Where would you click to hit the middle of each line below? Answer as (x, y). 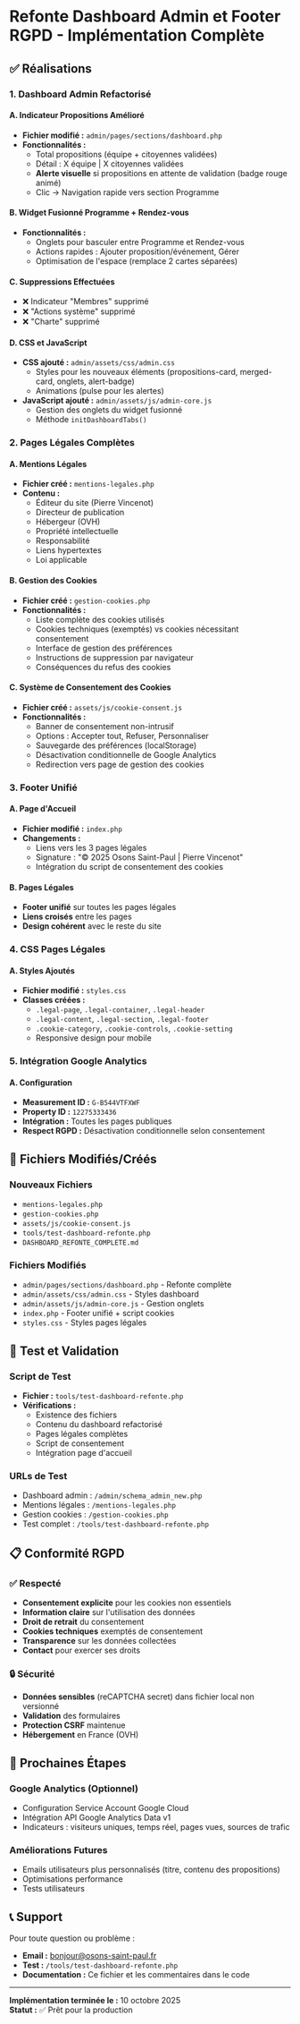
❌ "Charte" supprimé (61, 322)
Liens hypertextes (69, 550)
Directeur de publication (80, 513)
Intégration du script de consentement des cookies (129, 866)
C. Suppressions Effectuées (62, 281)
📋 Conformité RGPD (67, 1553)
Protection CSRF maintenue (74, 1725)
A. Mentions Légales (48, 463)
